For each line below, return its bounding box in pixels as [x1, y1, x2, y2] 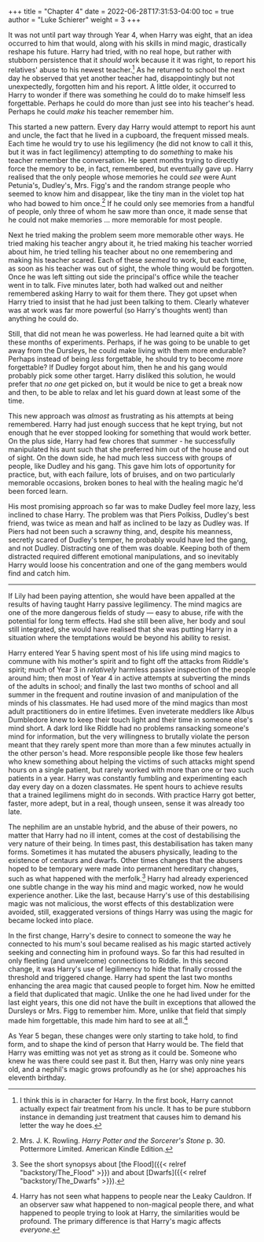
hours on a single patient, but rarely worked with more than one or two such [8, 765, 254, 775]
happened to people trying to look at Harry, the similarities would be [19, 1207, 240, 1218]
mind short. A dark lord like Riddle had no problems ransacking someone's [8, 724, 250, 733]
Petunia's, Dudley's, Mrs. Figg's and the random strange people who [8, 180, 230, 190]
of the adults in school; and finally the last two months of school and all [8, 682, 239, 691]
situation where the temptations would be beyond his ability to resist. [8, 633, 231, 643]
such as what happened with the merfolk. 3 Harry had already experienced [8, 872, 249, 883]
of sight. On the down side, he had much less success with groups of [8, 453, 233, 463]
